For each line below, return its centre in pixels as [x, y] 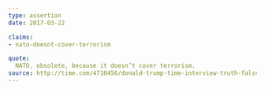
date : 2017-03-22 [37, 23]
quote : [19, 59]
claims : [21, 37]
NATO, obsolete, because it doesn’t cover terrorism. [105, 66]
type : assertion [35, 15]
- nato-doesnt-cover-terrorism [60, 44]
